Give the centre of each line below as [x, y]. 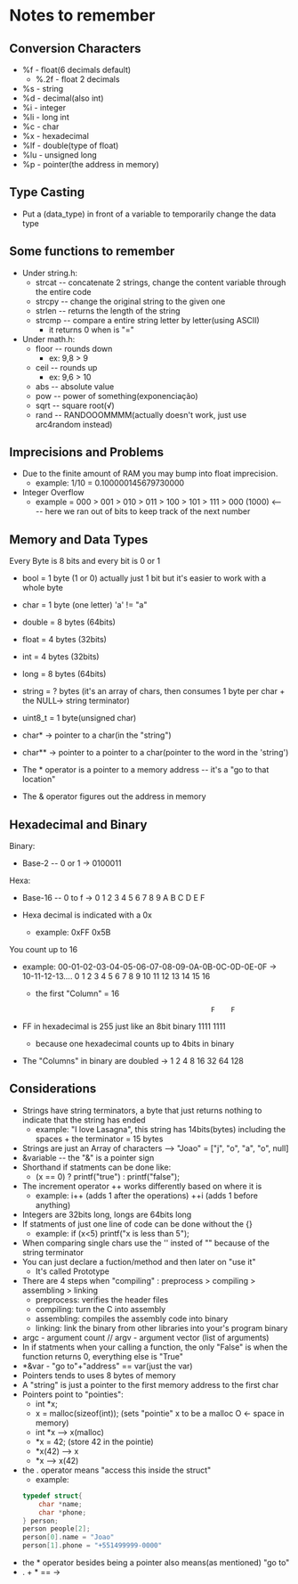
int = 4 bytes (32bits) [60, 657]
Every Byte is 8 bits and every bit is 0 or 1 [85, 561]
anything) [53, 1204]
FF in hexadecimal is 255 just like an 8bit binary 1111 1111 [124, 1026]
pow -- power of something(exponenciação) [117, 396]
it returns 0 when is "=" [92, 330]
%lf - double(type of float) [70, 145]
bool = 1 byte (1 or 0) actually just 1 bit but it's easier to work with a [144, 578]
